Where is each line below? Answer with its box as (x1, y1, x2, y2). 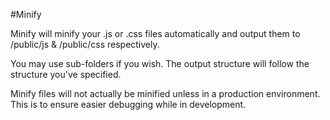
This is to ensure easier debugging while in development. (10, 99, 247, 110)
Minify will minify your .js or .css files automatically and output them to (10, 28, 301, 39)
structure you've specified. (10, 69, 122, 80)
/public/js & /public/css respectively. (10, 39, 160, 50)
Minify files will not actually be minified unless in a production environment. (10, 88, 321, 99)
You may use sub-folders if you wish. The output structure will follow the (10, 58, 310, 69)
